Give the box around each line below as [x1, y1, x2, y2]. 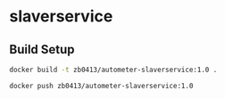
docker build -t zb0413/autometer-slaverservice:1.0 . [9, 65, 218, 74]
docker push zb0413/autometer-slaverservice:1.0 [9, 81, 194, 90]
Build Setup [9, 42, 75, 57]
